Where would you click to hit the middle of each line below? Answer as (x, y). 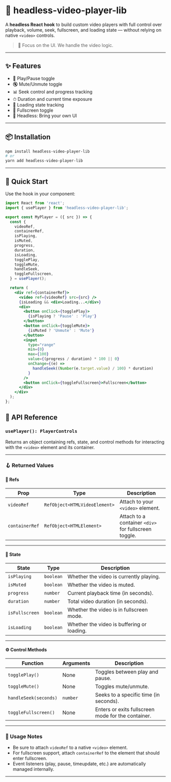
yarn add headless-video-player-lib (44, 161)
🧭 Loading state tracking (38, 105)
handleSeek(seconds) (33, 698)
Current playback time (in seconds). (110, 593)
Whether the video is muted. (101, 585)
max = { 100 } (38, 354)
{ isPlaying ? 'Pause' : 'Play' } (62, 316)
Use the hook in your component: (40, 194)
